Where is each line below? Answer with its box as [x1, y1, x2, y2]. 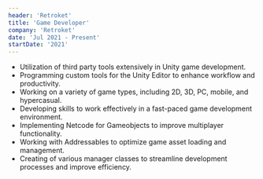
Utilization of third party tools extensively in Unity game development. [19, 62, 246, 71]
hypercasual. [19, 96, 62, 105]
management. [19, 146, 65, 155]
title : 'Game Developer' [8, 19, 90, 27]
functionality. [19, 129, 62, 138]
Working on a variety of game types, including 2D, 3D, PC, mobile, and [19, 87, 249, 97]
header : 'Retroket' [8, 11, 72, 20]
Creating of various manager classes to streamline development [19, 154, 228, 163]
